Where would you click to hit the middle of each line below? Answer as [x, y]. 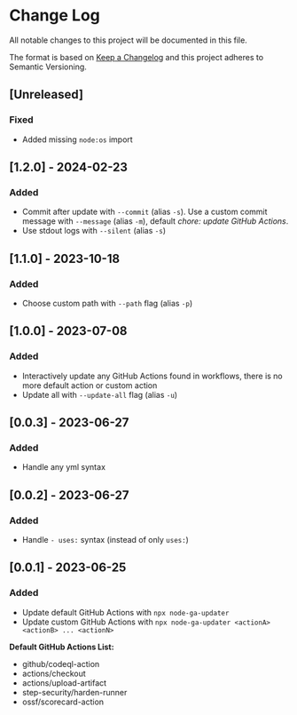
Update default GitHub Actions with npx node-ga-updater [125, 612]
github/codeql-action [61, 663]
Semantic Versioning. [48, 67]
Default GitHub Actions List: [62, 647]
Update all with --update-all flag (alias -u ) [100, 394]
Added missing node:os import [77, 139]
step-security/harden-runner [74, 692]
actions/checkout [54, 673]
